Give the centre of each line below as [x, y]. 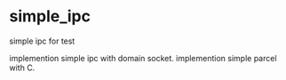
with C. [22, 68]
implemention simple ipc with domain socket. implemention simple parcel [143, 58]
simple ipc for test [42, 41]
